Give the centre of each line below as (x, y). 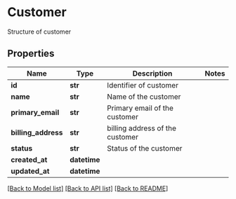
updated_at (30, 171)
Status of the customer (145, 148)
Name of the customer (144, 97)
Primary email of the (140, 108)
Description (152, 73)
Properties (31, 54)
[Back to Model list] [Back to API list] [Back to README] (88, 188)
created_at (29, 160)
